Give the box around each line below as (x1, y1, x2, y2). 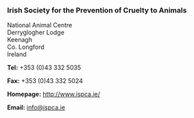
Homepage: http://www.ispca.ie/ (7, 90, 101, 98)
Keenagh (7, 36, 33, 44)
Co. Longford (7, 43, 45, 51)
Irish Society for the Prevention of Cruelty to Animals (7, 5, 187, 15)
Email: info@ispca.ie (7, 104, 65, 112)
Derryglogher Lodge (7, 28, 65, 36)
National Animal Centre (7, 21, 73, 29)
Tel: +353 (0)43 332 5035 (7, 64, 82, 72)
